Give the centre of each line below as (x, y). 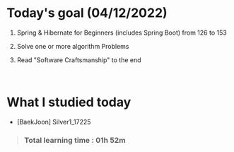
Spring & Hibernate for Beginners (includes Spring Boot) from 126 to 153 (122, 33)
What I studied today (69, 102)
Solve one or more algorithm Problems (73, 46)
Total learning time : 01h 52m (75, 140)
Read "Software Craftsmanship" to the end (79, 60)
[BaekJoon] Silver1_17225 (54, 122)
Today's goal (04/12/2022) (87, 13)
